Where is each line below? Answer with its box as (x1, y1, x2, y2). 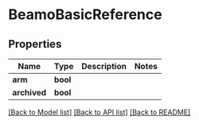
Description (80, 61, 127, 72)
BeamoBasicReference (8, 6, 162, 24)
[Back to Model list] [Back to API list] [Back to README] (8, 107, 191, 117)
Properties (8, 37, 62, 51)
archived (12, 87, 47, 98)
